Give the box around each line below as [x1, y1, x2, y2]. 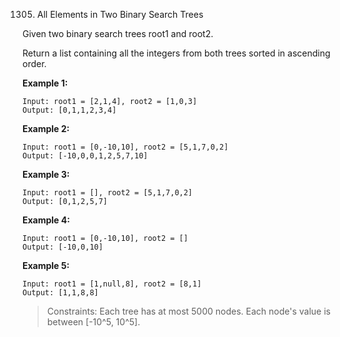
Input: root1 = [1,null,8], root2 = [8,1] [22, 279, 202, 289]
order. [22, 58, 47, 69]
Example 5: [22, 260, 70, 271]
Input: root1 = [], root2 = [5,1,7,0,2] [22, 188, 194, 198]
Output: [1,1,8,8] [22, 288, 99, 298]
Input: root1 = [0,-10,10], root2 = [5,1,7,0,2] [22, 142, 229, 152]
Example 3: [22, 169, 70, 180]
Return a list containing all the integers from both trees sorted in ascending [22, 47, 331, 59]
